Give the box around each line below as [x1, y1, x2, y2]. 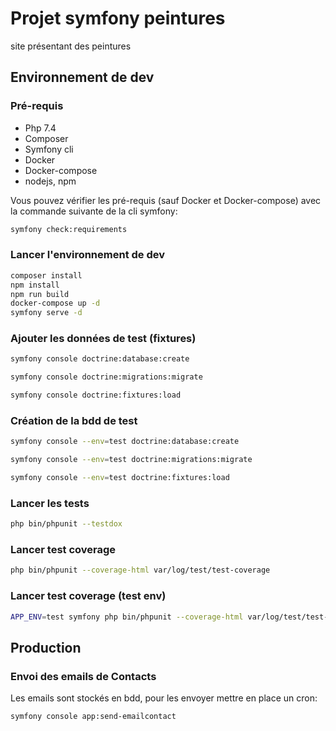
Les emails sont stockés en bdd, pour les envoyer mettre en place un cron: [10, 692, 318, 704]
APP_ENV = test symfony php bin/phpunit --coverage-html [10, 612, 244, 622]
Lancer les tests [10, 496, 90, 510]
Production [10, 639, 82, 656]
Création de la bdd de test [10, 414, 138, 428]
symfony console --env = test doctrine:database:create [10, 437, 240, 447]
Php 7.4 [24, 122, 57, 134]
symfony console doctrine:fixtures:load [10, 390, 182, 401]
